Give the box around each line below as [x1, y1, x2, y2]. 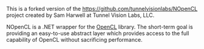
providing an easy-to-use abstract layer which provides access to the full [6, 30, 189, 37]
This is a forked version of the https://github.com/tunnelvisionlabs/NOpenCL [6, 5, 198, 12]
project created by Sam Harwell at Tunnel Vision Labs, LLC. [6, 11, 155, 19]
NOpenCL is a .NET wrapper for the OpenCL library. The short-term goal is [6, 24, 193, 30]
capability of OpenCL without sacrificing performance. [6, 36, 143, 43]
